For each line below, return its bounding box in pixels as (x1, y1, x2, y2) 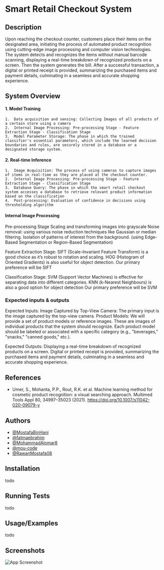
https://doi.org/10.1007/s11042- (87, 397, 150, 403)
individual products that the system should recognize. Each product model (5, 323, 155, 330)
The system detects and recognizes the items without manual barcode (5, 52, 147, 57)
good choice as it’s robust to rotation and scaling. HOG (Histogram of (5, 254, 144, 260)
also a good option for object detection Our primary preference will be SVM (5, 285, 158, 290)
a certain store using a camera (5, 121, 71, 126)
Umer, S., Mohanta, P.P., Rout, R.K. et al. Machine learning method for (12, 387, 153, 393)
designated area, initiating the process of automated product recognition (5, 41, 152, 47)
